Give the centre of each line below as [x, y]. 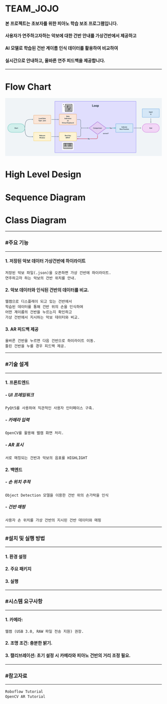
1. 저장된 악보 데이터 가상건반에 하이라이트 [45, 261]
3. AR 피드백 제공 [22, 329]
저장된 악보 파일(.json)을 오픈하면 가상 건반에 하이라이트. [58, 273]
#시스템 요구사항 [24, 601]
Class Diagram [36, 220]
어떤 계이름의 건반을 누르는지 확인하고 [39, 312]
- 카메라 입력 [17, 420]
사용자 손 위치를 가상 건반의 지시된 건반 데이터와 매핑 [53, 520]
